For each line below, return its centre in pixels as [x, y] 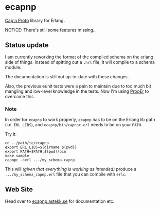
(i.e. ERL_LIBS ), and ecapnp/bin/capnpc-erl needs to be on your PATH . [74, 125]
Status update [27, 45]
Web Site [19, 189]
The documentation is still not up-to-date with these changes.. [68, 76]
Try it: [11, 134]
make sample [17, 156]
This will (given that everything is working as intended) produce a [71, 169]
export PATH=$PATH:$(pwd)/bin [36, 152]
